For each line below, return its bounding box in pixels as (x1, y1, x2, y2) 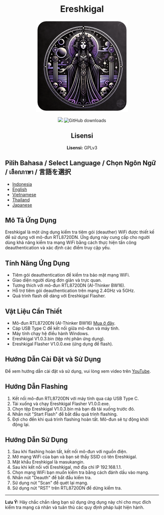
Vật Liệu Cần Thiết (5, 307, 62, 315)
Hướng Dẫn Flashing (5, 383, 68, 391)
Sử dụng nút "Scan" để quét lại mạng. (12, 480, 89, 486)
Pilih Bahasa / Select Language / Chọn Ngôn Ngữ (5, 159, 156, 167)
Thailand (12, 197, 30, 203)
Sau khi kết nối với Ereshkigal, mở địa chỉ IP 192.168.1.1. (12, 464, 122, 470)
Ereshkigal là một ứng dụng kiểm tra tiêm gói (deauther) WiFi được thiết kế (5, 229, 155, 235)
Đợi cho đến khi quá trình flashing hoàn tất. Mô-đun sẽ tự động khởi (12, 416, 149, 422)
